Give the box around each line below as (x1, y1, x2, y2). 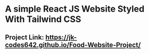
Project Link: (5, 33, 44, 41)
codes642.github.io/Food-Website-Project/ (5, 40, 141, 49)
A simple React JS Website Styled (5, 3, 145, 15)
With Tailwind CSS (5, 14, 81, 25)
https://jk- (45, 33, 77, 41)
